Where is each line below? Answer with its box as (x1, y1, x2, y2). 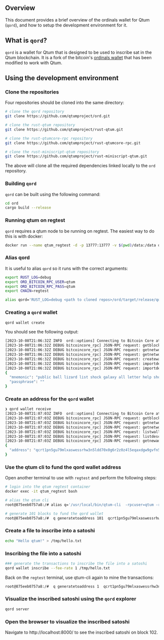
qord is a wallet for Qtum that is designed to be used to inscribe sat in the (5, 49, 152, 55)
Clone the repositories (5, 88, 60, 95)
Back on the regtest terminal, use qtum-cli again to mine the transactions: (5, 574, 154, 580)
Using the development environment (5, 74, 119, 82)
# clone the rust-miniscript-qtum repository (5, 149, 99, 154)
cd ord (5, 201, 19, 206)
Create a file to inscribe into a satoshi (5, 527, 95, 534)
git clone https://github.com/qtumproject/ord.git (5, 114, 110, 119)
